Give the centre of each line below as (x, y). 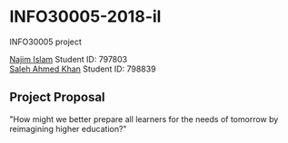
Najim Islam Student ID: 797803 (69, 59)
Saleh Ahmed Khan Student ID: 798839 (83, 69)
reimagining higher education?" (68, 129)
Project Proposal (58, 97)
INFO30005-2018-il (85, 17)
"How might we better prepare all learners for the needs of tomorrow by (144, 119)
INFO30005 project (45, 42)
